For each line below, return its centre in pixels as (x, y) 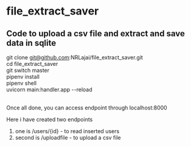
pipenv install (23, 77)
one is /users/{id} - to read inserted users (67, 131)
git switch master (28, 70)
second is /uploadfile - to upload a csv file (68, 138)
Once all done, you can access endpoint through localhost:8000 (87, 108)
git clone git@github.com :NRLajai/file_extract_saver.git (75, 57)
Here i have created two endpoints (50, 119)
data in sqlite (31, 43)
